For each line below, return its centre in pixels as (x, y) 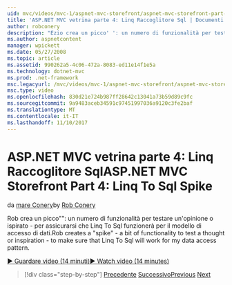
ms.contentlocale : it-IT (43, 116)
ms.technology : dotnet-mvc (46, 71)
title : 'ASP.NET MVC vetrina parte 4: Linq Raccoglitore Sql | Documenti (116, 20)
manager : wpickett (33, 46)
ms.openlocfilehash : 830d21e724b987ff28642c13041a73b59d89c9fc (100, 97)
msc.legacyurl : (29, 84)
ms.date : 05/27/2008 (37, 52)
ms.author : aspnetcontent (44, 39)
